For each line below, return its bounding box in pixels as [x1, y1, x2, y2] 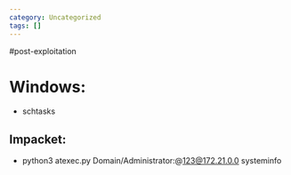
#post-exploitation [9, 45, 77, 56]
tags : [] [9, 21, 42, 30]
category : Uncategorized [9, 12, 101, 22]
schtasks [21, 106, 56, 116]
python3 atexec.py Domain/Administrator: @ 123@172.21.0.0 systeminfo [21, 155, 282, 166]
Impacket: [9, 131, 67, 147]
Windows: [9, 76, 86, 97]
